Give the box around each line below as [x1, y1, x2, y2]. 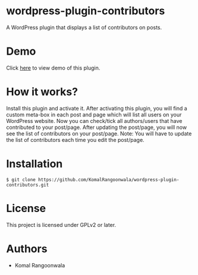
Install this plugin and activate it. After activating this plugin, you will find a [6, 105, 187, 112]
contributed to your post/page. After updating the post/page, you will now [6, 124, 187, 131]
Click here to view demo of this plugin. [6, 64, 100, 71]
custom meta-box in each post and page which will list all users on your [6, 111, 182, 118]
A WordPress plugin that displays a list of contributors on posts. [6, 24, 162, 31]
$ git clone [6, 176, 36, 182]
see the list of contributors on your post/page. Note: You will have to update [6, 129, 192, 137]
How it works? [6, 85, 78, 99]
